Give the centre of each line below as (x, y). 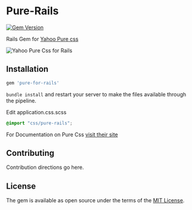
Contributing (30, 153)
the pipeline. (21, 101)
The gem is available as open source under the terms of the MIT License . (95, 200)
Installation (27, 69)
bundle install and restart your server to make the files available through (96, 94)
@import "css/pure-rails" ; (39, 123)
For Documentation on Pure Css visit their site (62, 134)
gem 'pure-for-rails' (33, 83)
